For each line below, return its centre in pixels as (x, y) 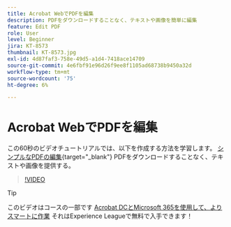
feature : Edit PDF (34, 26)
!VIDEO (35, 180)
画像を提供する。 (50, 166)
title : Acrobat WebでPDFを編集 (51, 14)
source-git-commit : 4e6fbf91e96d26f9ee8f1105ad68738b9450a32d (99, 65)
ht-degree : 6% (28, 85)
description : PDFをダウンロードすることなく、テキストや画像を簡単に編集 (102, 20)
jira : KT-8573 (28, 46)
